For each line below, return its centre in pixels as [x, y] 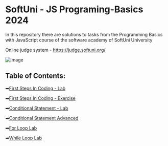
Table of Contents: [35, 76]
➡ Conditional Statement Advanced [42, 118]
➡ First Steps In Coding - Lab [35, 88]
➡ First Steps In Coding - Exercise [40, 98]
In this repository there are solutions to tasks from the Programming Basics [84, 34]
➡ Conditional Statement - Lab [37, 108]
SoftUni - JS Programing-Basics [74, 9]
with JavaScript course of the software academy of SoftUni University [79, 40]
